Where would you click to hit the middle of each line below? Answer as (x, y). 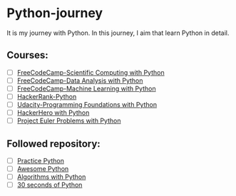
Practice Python (41, 161)
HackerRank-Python (47, 96)
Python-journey (55, 13)
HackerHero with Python (53, 113)
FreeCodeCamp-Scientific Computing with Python (91, 72)
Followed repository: (53, 144)
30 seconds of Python (50, 185)
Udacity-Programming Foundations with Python (87, 104)
